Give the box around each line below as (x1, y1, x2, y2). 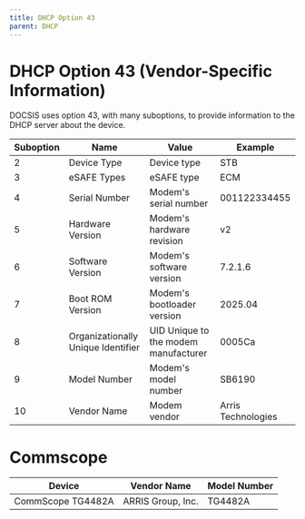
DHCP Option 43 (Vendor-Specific (9, 61, 272, 82)
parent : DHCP (9, 22, 59, 31)
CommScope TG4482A (14, 495, 115, 508)
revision (149, 235, 183, 248)
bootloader (149, 299, 197, 311)
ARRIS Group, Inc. (123, 495, 199, 508)
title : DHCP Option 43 (9, 13, 95, 23)
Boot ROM (68, 292, 113, 305)
